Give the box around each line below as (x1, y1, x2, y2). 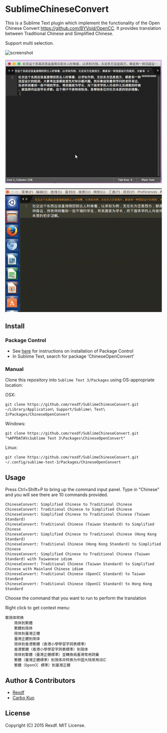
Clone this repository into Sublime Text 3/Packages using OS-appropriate (5, 377, 155, 383)
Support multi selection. (5, 40, 54, 46)
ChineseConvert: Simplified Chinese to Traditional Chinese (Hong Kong (5, 532, 157, 537)
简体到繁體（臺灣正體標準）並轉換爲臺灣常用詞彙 (14, 652, 99, 658)
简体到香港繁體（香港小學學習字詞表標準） (14, 642, 88, 647)
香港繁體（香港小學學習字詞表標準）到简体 (14, 647, 88, 652)
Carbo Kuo (12, 694, 35, 701)
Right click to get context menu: (5, 605, 71, 611)
